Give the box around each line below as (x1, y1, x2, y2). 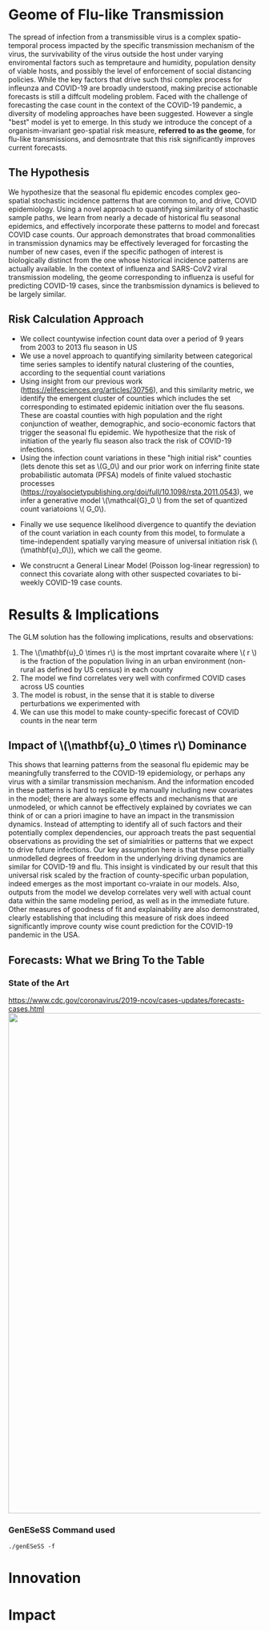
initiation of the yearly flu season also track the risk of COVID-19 (19, 436, 232, 445)
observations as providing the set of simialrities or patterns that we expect (8, 837, 254, 846)
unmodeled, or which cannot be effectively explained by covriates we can (8, 802, 252, 812)
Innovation (8, 1569, 82, 1587)
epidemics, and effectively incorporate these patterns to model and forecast (8, 221, 260, 231)
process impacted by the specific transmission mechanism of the (39, 40, 255, 50)
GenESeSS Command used (8, 1524, 116, 1535)
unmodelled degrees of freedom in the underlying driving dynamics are (8, 854, 244, 863)
